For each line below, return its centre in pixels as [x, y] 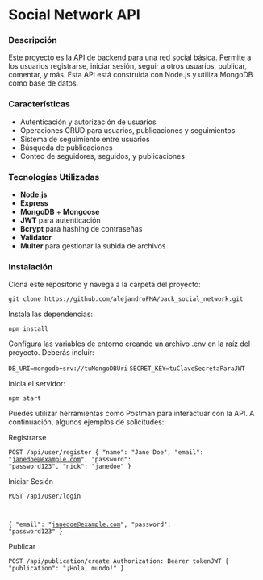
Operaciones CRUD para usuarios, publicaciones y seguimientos [127, 130]
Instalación [31, 267]
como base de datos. [44, 83]
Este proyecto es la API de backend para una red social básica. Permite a [130, 57]
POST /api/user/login [45, 497]
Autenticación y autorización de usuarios [88, 122]
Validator [36, 238]
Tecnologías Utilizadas [54, 177]
